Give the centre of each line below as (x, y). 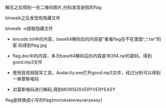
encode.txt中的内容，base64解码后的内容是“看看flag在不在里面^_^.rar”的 (87, 39)
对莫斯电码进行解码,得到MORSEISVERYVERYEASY (64, 89)
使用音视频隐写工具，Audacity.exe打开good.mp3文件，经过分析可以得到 (86, 73)
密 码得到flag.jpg (30, 45)
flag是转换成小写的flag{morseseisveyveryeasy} (54, 100)
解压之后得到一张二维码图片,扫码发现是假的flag (54, 7)
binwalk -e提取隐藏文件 (29, 28)
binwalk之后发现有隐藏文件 (33, 18)
